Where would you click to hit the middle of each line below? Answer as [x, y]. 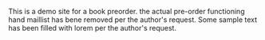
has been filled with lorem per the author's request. [93, 28]
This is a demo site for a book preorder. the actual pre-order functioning [127, 11]
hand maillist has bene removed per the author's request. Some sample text [133, 20]
